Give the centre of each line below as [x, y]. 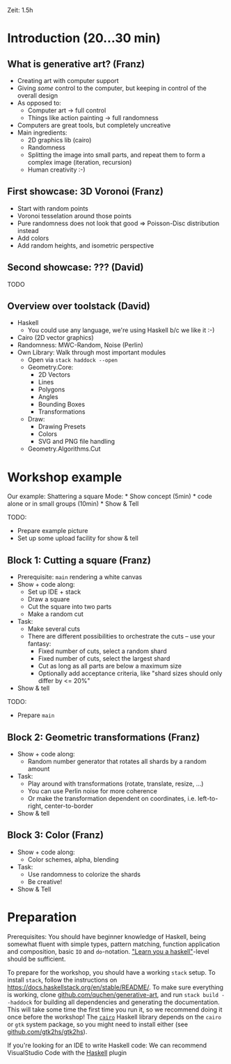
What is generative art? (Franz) [76, 64]
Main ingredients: [42, 133]
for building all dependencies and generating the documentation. [127, 1002]
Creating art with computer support [68, 81]
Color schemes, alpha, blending [73, 859]
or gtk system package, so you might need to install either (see [98, 1024]
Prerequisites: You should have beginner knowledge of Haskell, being [107, 936]
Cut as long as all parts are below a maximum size [110, 666]
